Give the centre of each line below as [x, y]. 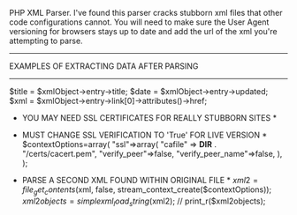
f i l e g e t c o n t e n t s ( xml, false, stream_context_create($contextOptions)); [147, 190]
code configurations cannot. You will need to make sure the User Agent [139, 22]
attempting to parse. [46, 41]
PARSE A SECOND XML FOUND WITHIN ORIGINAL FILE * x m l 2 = [140, 180]
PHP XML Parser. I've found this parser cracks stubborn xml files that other [146, 13]
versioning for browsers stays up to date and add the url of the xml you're [143, 31]
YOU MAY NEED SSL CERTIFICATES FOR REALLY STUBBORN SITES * [149, 118]
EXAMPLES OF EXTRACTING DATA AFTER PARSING [104, 66]
